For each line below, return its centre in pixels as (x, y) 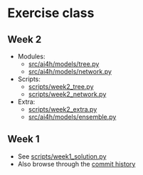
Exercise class (51, 13)
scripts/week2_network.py (67, 94)
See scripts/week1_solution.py (62, 156)
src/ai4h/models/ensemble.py (72, 117)
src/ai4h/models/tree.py (64, 64)
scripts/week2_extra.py (63, 109)
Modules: (31, 56)
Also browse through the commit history (76, 164)
